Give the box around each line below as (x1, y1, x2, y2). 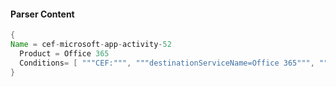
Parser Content (10, 8, 75, 20)
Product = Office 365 (19, 48, 110, 59)
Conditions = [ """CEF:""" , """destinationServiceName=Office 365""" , (19, 58, 315, 68)
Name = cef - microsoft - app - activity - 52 (10, 40, 172, 50)
